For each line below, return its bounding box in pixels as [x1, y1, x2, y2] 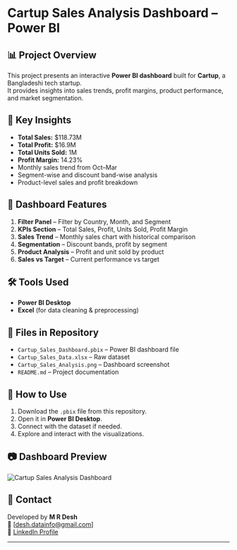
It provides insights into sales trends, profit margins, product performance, [7, 86, 224, 95]
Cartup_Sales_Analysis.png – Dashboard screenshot [17, 361, 170, 369]
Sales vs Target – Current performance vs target [17, 254, 160, 263]
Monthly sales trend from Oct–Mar [17, 163, 118, 171]
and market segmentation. [7, 94, 84, 102]
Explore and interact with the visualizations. [17, 430, 145, 438]
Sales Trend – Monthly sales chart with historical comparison [17, 232, 196, 241]
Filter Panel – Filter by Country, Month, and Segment [17, 217, 171, 226]
